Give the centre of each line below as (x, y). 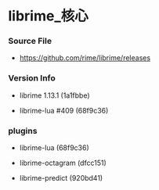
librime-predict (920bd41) (61, 178)
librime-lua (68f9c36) (54, 148)
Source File (30, 41)
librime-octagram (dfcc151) (63, 163)
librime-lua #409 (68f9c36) (64, 110)
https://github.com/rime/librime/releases (85, 58)
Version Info (32, 78)
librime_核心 (48, 16)
